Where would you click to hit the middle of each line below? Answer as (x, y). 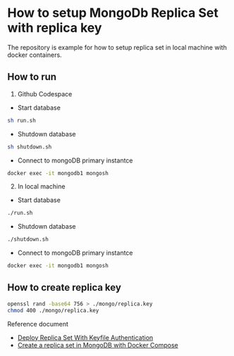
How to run (32, 77)
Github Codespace (45, 94)
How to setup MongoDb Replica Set (113, 13)
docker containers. (35, 55)
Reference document (38, 324)
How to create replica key (64, 287)
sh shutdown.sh (30, 147)
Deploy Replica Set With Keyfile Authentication (85, 337)
